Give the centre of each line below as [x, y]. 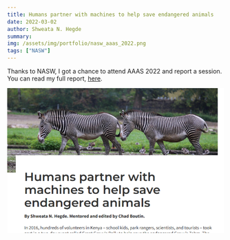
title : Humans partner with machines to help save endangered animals [111, 14]
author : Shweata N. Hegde [44, 29]
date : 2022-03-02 [32, 22]
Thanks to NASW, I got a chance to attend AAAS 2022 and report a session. [115, 71]
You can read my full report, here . [55, 78]
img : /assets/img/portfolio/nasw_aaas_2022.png [77, 44]
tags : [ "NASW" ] [29, 51]
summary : [20, 36]
